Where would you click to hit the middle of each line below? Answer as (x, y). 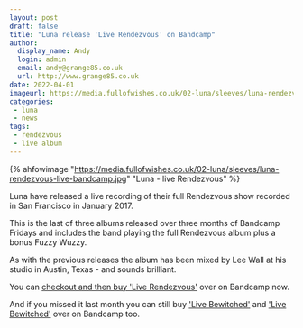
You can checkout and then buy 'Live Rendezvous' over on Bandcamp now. (150, 287)
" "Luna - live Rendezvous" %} (183, 178)
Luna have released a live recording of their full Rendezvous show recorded (150, 196)
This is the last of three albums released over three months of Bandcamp (145, 223)
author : (24, 43)
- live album (38, 143)
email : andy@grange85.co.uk (70, 68)
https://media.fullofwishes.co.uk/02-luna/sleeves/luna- (176, 169)
